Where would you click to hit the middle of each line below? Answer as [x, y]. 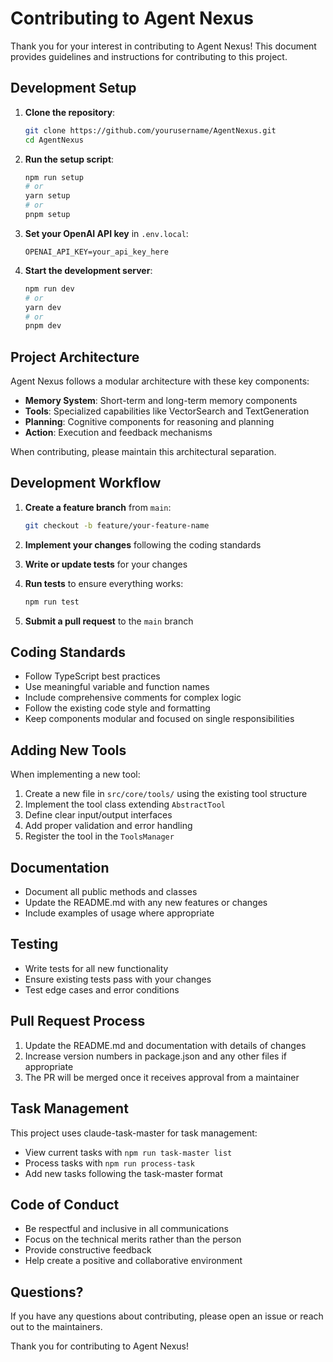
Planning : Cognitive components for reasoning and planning [149, 422]
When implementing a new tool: [75, 774]
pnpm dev [43, 326]
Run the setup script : [69, 159]
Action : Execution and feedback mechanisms [118, 433]
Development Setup [73, 88]
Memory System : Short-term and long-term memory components [161, 401]
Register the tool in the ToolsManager [99, 836]
